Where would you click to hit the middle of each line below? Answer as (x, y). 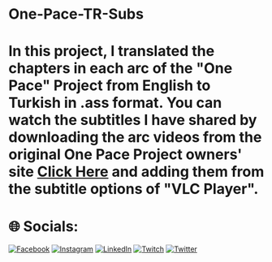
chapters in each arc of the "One (121, 69)
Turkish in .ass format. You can (115, 103)
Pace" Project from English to (110, 86)
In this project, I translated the (112, 52)
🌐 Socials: (43, 226)
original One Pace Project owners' (125, 155)
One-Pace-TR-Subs (76, 14)
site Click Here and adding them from (136, 172)
